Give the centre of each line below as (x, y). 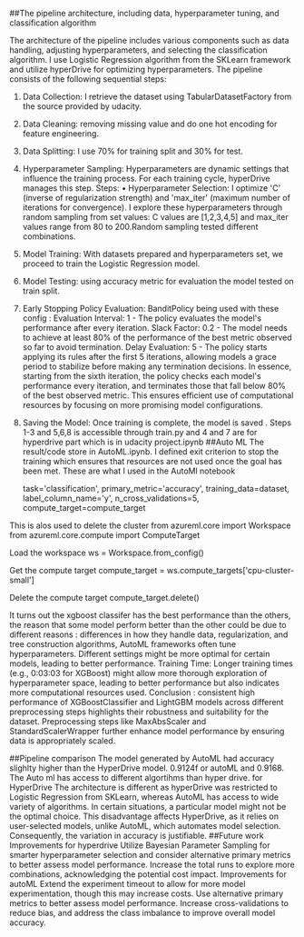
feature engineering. (61, 134)
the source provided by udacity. (82, 106)
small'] (22, 580)
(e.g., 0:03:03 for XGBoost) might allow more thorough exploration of (138, 673)
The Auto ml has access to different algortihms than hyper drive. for (136, 778)
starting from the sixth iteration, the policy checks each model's (142, 376)
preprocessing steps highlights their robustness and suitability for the (139, 712)
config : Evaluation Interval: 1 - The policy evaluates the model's (142, 318)
